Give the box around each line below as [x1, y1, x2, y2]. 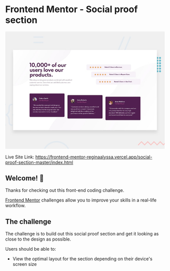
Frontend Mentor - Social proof [5, 4, 138, 15]
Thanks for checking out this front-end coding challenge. [5, 187, 124, 193]
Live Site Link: [5, 154, 34, 160]
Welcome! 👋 [5, 174, 44, 182]
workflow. [5, 202, 26, 209]
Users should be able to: [5, 246, 57, 252]
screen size [12, 261, 37, 267]
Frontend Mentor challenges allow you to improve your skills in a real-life [5, 197, 157, 204]
